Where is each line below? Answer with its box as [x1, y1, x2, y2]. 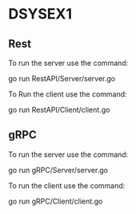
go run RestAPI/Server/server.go [8, 74, 116, 83]
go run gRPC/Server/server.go [8, 165, 108, 175]
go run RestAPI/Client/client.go [8, 105, 110, 114]
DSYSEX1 [8, 5, 73, 23]
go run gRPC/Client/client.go [8, 196, 103, 206]
